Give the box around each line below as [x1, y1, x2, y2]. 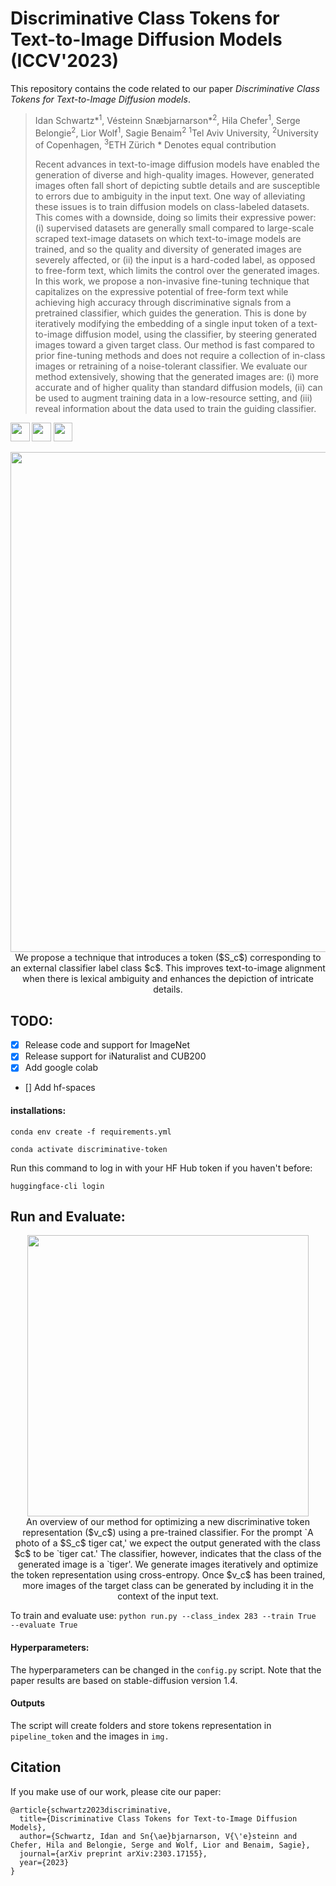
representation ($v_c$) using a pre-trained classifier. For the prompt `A [22, 1527, 314, 1539]
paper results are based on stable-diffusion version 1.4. [10, 1674, 238, 1686]
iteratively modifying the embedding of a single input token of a [34, 317, 297, 329]
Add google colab [24, 1062, 99, 1074]
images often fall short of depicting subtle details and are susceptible [34, 179, 321, 191]
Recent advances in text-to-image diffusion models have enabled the [34, 158, 320, 170]
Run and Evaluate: [10, 1208, 126, 1225]
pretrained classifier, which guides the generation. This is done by [34, 307, 307, 319]
